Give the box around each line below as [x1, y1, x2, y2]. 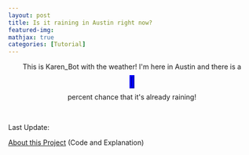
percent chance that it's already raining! [68, 92, 196, 102]
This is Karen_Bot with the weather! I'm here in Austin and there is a [22, 62, 242, 71]
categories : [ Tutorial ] [8, 41, 86, 49]
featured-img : [8, 26, 55, 34]
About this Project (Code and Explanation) [8, 138, 145, 147]
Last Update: [8, 123, 49, 132]
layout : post [8, 11, 51, 20]
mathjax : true [8, 33, 55, 41]
